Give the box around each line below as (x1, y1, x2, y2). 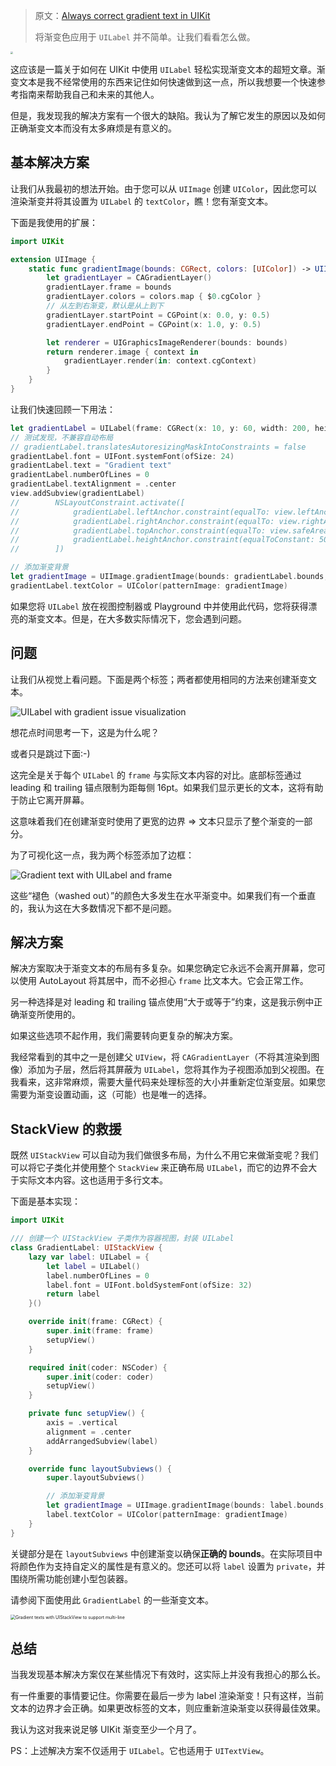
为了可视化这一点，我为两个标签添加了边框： (10, 849, 195, 861)
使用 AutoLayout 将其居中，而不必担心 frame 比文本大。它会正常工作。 (18, 975, 309, 987)
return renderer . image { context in (46, 347, 199, 357)
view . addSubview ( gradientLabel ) (10, 489, 145, 499)
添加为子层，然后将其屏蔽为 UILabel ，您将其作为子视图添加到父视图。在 (27, 1064, 325, 1076)
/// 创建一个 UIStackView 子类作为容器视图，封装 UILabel (10, 1234, 235, 1244)
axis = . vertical (46, 1418, 118, 1428)
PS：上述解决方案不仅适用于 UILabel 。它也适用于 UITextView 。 (10, 1745, 270, 1757)
